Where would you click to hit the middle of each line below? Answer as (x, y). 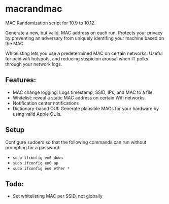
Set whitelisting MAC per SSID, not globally (58, 196)
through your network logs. (34, 64)
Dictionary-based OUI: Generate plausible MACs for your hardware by (86, 108)
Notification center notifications (46, 103)
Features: (21, 80)
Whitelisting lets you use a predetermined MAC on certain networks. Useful (84, 53)
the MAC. (15, 43)
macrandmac (34, 9)
